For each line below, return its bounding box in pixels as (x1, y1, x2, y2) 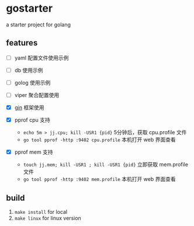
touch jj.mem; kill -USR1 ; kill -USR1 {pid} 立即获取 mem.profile (23, 161, 189, 168)
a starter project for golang (6, 21, 71, 28)
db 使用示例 (14, 67, 43, 74)
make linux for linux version (14, 215, 82, 221)
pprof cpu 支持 (14, 116, 51, 124)
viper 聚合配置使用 (14, 91, 60, 98)
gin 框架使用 (14, 104, 44, 111)
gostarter (6, 2, 53, 15)
